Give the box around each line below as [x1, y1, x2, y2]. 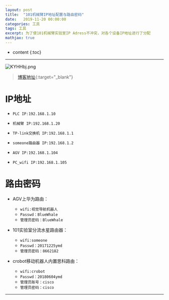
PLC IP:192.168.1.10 [12, 111, 56, 116]
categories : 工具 [5, 21, 40, 27]
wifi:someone [20, 238, 48, 243]
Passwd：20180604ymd [20, 274, 63, 279]
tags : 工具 [5, 26, 27, 31]
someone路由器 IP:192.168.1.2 [12, 140, 74, 146]
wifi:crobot [20, 269, 45, 274]
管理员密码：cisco [20, 285, 54, 290]
